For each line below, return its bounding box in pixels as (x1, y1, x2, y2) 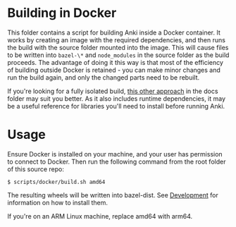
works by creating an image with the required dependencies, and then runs (7, 35, 225, 44)
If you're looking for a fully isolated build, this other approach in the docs (7, 87, 218, 95)
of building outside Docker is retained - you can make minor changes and (7, 66, 221, 74)
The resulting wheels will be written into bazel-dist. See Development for (7, 190, 218, 199)
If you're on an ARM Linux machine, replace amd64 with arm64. (7, 211, 193, 220)
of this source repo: (7, 164, 65, 173)
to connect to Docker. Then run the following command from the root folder (7, 157, 226, 166)
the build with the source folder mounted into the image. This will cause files (7, 43, 229, 51)
